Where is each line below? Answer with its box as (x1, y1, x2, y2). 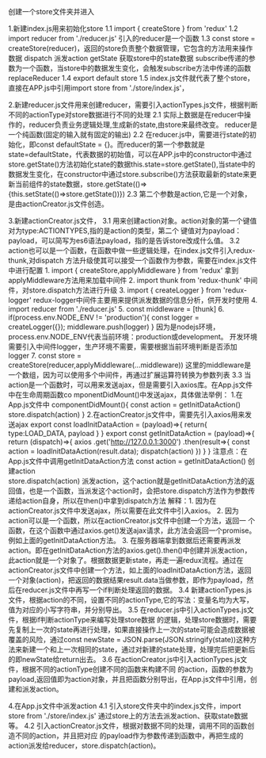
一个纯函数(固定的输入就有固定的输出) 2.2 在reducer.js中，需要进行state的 (8, 130, 250, 139)
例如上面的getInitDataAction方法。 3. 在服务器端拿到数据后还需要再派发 (8, 536, 241, 545)
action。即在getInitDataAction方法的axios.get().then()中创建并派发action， (8, 546, 252, 555)
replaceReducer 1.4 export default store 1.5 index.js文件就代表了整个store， (8, 74, 255, 82)
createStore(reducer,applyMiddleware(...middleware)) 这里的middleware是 (8, 360, 252, 369)
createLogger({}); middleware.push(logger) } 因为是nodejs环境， (8, 322, 220, 331)
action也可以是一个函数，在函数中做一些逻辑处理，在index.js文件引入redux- (8, 246, 256, 255)
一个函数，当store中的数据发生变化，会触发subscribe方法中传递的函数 (21, 63, 252, 73)
